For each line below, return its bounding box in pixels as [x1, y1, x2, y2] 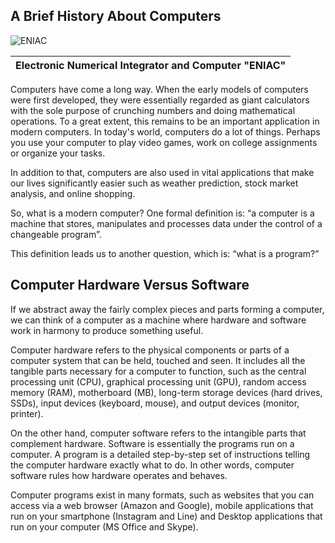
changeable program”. [10, 228, 102, 240]
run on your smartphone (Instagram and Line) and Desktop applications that [10, 510, 323, 522]
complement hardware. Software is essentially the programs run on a [10, 437, 295, 449]
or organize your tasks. [10, 147, 106, 159]
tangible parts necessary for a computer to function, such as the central [10, 365, 307, 377]
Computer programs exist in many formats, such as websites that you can [10, 489, 315, 501]
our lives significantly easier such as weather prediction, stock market [10, 177, 299, 189]
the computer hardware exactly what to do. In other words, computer [10, 459, 295, 471]
